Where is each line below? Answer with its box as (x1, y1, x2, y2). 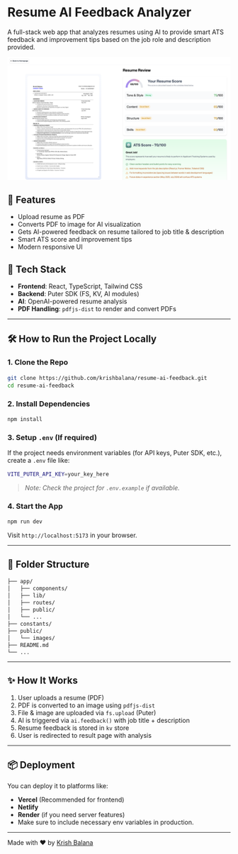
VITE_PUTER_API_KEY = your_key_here (7, 471, 110, 478)
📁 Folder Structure (7, 558, 90, 571)
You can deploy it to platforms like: (7, 781, 108, 790)
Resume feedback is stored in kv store (17, 724, 130, 732)
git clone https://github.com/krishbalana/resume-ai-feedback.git (7, 374, 208, 381)
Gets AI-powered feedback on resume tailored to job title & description (17, 227, 225, 236)
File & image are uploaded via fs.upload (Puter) (17, 708, 157, 717)
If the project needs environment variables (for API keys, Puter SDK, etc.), (7, 449, 222, 457)
